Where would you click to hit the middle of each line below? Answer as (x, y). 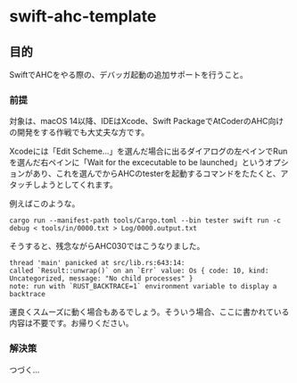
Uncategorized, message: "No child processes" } (101, 279)
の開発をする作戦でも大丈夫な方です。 (79, 132)
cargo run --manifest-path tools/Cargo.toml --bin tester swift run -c (145, 221)
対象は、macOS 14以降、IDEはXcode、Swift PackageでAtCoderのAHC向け (147, 121)
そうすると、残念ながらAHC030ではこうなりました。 (107, 246)
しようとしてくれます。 (75, 185)
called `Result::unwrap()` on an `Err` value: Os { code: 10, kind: (139, 271)
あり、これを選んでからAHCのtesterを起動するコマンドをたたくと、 (157, 174)
